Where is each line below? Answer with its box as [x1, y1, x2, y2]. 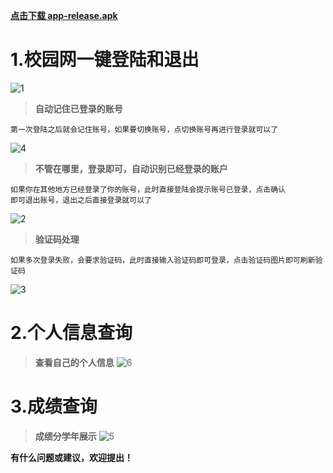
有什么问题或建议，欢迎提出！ [10, 451, 133, 463]
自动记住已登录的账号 [34, 102, 123, 114]
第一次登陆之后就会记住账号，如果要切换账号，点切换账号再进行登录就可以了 [10, 124, 279, 134]
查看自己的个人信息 [34, 356, 115, 368]
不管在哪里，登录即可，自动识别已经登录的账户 [34, 162, 228, 174]
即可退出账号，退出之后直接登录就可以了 [10, 195, 152, 205]
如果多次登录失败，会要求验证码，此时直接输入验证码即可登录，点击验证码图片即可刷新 [10, 255, 316, 265]
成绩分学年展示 [34, 430, 97, 442]
